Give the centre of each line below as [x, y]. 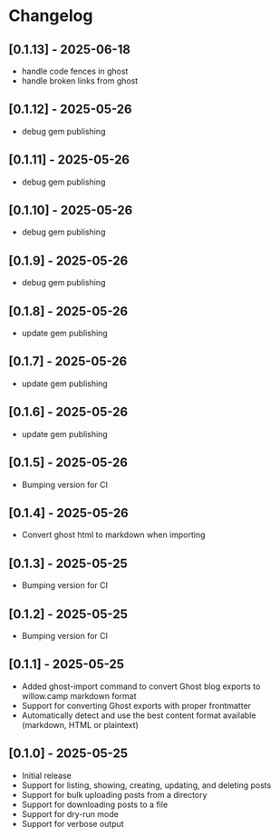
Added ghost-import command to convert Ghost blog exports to [141, 686]
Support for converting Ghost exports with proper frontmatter [136, 705]
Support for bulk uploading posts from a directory [114, 794]
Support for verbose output [72, 823]
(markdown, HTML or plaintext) [80, 724]
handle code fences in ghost [75, 71]
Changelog [51, 16]
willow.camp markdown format [79, 695]
